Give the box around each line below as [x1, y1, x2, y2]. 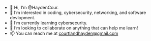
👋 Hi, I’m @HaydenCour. [9, 5, 59, 10]
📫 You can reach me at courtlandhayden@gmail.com [9, 30, 119, 36]
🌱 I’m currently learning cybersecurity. [9, 20, 88, 26]
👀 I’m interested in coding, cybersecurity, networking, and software [9, 10, 147, 15]
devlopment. [9, 15, 35, 20]
